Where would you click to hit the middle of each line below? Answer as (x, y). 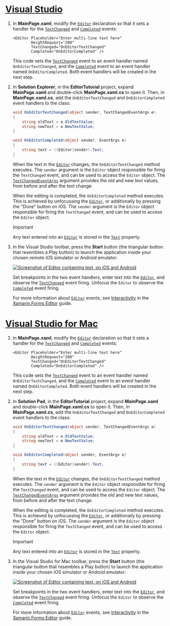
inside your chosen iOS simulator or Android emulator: (69, 572)
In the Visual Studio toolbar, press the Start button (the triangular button (88, 247)
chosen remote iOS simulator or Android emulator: (65, 257)
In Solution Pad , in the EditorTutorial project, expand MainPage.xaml (85, 401)
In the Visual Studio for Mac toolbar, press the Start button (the (78, 561)
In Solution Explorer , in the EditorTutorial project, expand (73, 87)
